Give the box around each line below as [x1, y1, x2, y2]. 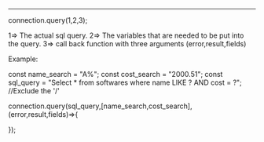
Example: [8, 54, 38, 64]
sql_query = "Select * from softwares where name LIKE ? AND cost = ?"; [8, 78, 242, 87]
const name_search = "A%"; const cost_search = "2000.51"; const [8, 70, 223, 78]
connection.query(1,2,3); [8, 16, 88, 24]
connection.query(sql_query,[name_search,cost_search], [8, 101, 192, 111]
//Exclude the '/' [8, 86, 60, 95]
